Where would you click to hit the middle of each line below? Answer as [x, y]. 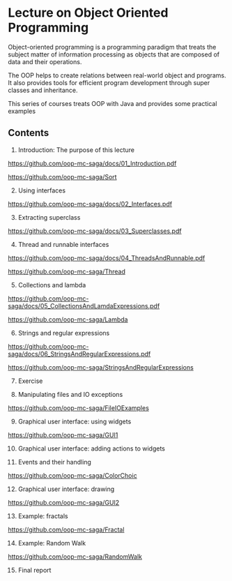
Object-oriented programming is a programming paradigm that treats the [112, 47]
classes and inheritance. [43, 90]
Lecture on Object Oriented [88, 13]
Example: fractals [43, 516]
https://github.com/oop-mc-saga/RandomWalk [75, 557]
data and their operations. [45, 61]
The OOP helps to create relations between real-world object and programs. [117, 75]
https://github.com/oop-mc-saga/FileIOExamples [78, 408]
